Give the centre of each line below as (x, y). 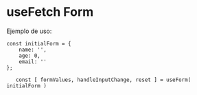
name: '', (33, 50)
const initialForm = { (39, 43)
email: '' (33, 62)
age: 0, (30, 56)
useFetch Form (50, 12)
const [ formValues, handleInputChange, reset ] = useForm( (103, 80)
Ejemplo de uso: (29, 31)
